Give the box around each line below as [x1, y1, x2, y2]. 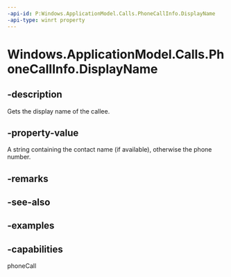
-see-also [7, 197, 51, 208]
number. [7, 153, 31, 161]
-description [7, 89, 62, 100]
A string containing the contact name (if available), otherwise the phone [7, 145, 212, 154]
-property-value [7, 127, 79, 138]
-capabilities [7, 243, 64, 255]
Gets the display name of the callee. [7, 107, 110, 115]
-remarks [7, 172, 49, 184]
